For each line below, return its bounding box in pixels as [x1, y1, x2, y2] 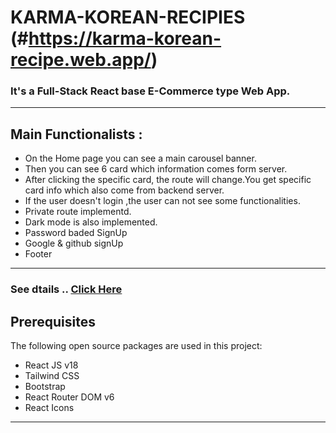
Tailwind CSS [24, 370, 80, 382]
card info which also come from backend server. [24, 184, 225, 196]
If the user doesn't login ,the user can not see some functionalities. [24, 195, 301, 207]
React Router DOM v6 [24, 391, 115, 403]
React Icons [24, 402, 75, 414]
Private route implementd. [24, 206, 132, 218]
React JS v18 [24, 359, 79, 371]
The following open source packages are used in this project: [10, 340, 263, 352]
